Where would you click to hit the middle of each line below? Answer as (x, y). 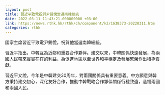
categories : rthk (23, 28)
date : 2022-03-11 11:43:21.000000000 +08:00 (51, 19)
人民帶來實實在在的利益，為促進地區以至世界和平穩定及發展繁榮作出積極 (82, 59)
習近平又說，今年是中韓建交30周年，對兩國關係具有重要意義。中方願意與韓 (81, 75)
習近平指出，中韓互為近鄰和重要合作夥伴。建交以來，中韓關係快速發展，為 (80, 53)
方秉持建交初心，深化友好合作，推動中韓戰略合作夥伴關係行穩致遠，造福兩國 (82, 82)
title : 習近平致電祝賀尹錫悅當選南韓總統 (42, 14)
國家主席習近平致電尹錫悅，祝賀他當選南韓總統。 (55, 43)
